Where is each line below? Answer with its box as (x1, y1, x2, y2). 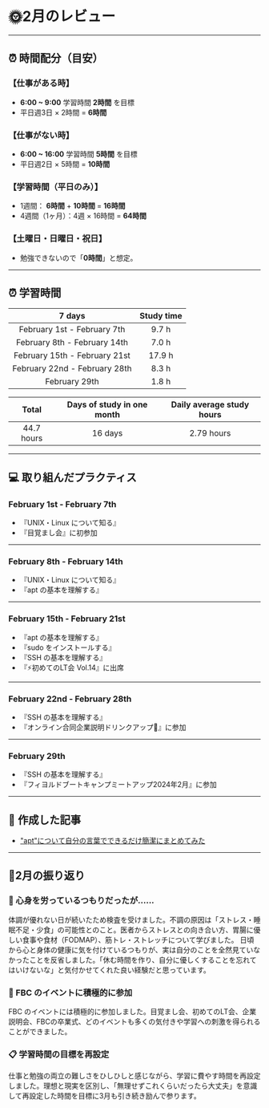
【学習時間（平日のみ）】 (8, 181, 103, 193)
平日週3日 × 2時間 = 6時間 (19, 108, 107, 117)
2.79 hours (189, 428, 231, 439)
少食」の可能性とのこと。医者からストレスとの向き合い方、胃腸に (35, 924, 254, 935)
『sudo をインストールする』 (19, 643, 116, 652)
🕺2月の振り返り (8, 869, 86, 883)
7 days (58, 310, 86, 322)
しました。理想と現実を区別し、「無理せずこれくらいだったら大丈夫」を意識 (8, 1081, 258, 1091)
